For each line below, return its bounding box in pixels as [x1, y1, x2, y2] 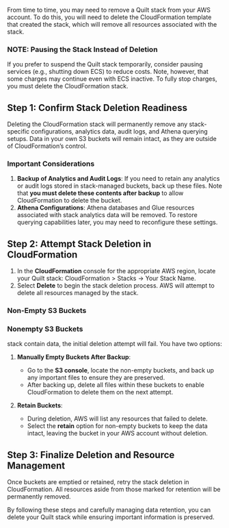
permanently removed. [7, 492, 71, 501]
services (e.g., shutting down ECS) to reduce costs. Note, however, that [7, 68, 208, 76]
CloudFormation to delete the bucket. [16, 197, 122, 205]
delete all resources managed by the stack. [16, 289, 139, 297]
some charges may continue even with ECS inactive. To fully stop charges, [7, 75, 217, 83]
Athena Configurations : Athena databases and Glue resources [16, 203, 195, 212]
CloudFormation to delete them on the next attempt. [27, 388, 174, 397]
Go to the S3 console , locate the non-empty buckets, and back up [27, 366, 214, 375]
